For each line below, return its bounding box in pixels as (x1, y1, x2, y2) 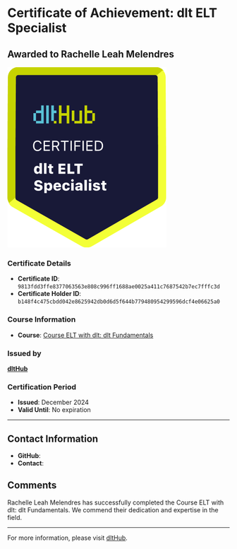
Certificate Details (7, 258, 72, 268)
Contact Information (7, 432, 99, 444)
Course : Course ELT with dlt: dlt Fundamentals (17, 331, 154, 339)
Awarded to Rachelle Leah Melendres (7, 48, 175, 60)
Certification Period (7, 382, 76, 391)
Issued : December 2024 (17, 398, 90, 407)
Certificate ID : (17, 274, 60, 283)
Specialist (7, 20, 67, 36)
